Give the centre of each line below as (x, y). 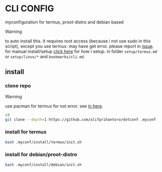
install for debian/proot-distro (41, 154)
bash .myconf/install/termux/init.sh (43, 142)
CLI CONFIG (30, 9)
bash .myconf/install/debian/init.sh (43, 165)
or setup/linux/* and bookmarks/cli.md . (45, 56)
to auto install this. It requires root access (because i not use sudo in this (78, 41)
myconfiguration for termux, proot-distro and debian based (64, 22)
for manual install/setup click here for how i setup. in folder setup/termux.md (81, 51)
